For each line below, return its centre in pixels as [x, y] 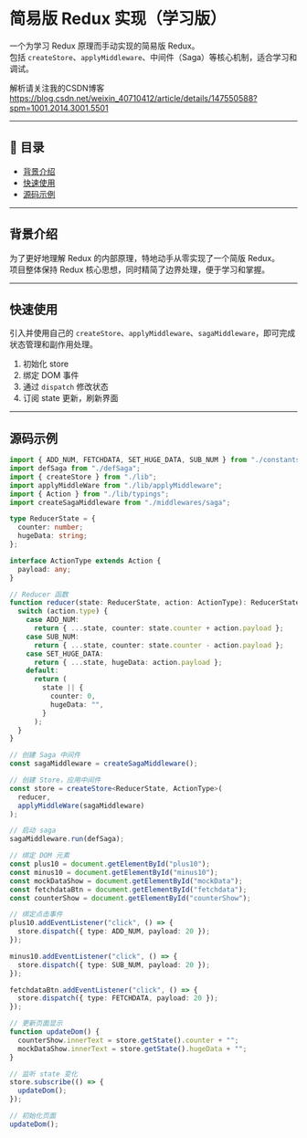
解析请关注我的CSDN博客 [57, 88]
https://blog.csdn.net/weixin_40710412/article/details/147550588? [133, 98]
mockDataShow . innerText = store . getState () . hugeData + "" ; [132, 1048]
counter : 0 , [73, 696]
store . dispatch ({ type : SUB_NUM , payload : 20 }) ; [114, 964]
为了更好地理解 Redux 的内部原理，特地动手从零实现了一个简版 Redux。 [145, 258]
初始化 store [46, 364]
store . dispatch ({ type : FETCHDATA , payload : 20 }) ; [118, 998]
